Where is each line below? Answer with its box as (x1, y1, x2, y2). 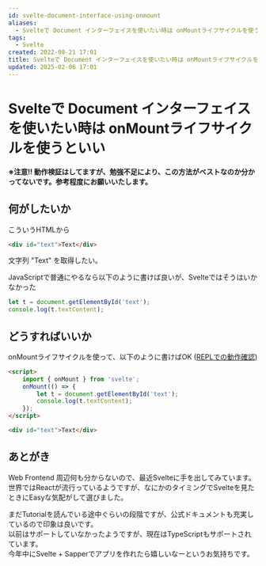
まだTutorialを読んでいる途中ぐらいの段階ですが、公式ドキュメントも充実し (8, 509, 255, 519)
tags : (8, 33, 26, 42)
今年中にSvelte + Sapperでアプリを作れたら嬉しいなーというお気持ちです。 (8, 549, 255, 558)
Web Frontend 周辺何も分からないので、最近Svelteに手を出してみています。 (8, 473, 256, 482)
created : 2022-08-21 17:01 (8, 48, 97, 56)
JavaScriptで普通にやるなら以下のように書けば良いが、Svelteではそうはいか (8, 272, 257, 282)
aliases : (8, 19, 37, 27)
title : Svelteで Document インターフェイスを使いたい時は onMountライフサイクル (8, 56, 253, 64)
